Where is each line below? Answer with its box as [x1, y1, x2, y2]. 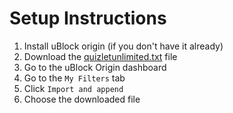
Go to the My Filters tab [23, 72, 126, 84]
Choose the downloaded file [23, 93, 141, 105]
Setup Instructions [9, 7, 167, 30]
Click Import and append [23, 82, 124, 94]
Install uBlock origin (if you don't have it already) [23, 40, 224, 52]
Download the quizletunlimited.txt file [23, 50, 178, 62]
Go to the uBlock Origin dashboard [23, 61, 167, 73]
